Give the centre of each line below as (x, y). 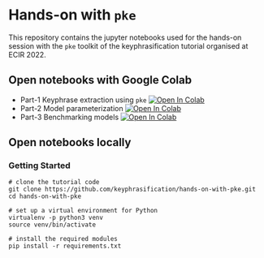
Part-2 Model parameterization (71, 108)
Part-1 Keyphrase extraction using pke (83, 100)
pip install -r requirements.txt (65, 246)
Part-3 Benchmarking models (69, 117)
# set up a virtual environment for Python (83, 211)
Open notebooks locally (70, 142)
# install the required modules (63, 239)
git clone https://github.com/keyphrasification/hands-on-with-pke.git (132, 189)
